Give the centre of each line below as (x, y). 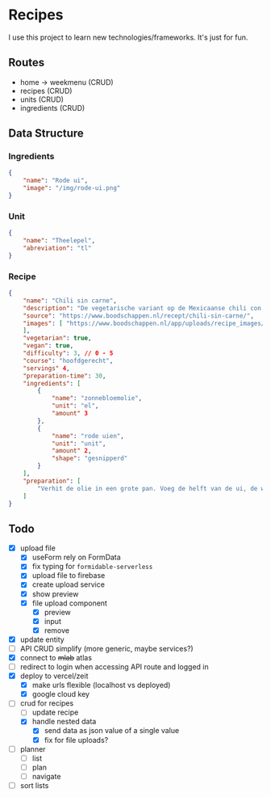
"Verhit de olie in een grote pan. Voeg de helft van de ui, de (148, 488)
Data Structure (46, 134)
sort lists (34, 785)
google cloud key (61, 694)
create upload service (68, 584)
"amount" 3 (70, 414)
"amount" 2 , (71, 451)
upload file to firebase (69, 576)
